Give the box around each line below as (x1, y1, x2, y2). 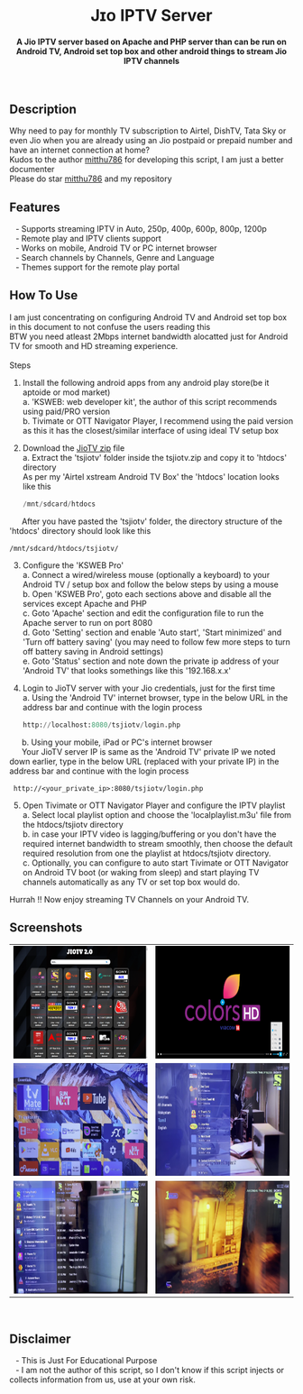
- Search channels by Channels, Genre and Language (14, 252, 215, 263)
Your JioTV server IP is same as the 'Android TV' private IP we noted (21, 746, 276, 757)
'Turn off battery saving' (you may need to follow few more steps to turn (22, 636, 291, 647)
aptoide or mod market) (22, 387, 111, 398)
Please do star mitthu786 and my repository (9, 173, 173, 184)
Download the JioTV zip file (22, 442, 125, 454)
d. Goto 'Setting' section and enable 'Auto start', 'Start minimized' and (22, 627, 282, 637)
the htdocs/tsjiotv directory (22, 819, 124, 830)
